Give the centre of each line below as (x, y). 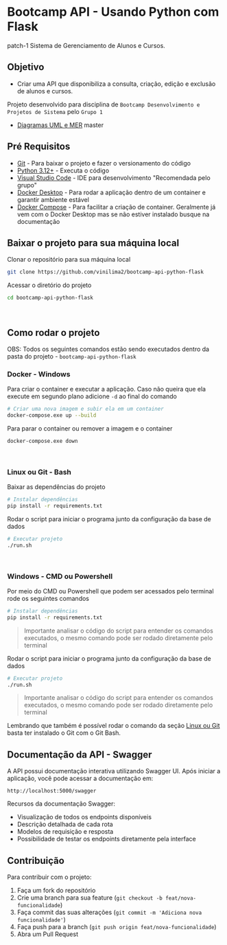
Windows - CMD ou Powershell (60, 576)
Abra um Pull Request (48, 934)
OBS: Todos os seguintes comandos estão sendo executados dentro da (108, 349)
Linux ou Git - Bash (39, 472)
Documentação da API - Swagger (80, 754)
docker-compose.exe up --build (52, 415)
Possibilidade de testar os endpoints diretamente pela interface (107, 839)
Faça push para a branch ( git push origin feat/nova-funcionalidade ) (117, 927)
